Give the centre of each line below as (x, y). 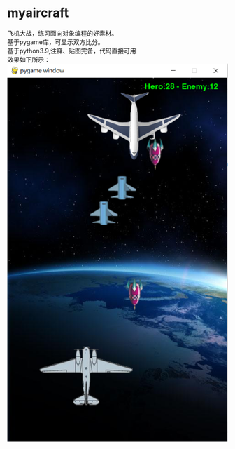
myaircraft (38, 13)
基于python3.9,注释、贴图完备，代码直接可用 (72, 51)
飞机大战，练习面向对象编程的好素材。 (62, 33)
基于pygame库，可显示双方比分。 (56, 42)
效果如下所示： (29, 59)
